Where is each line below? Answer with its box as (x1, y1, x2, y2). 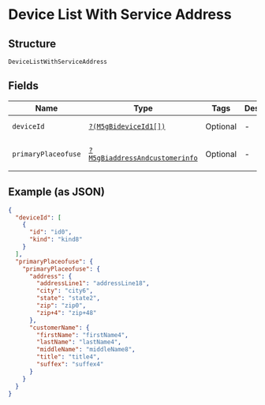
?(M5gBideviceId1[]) (88, 122, 166, 131)
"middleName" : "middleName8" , (36, 346, 136, 354)
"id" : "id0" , (28, 228, 73, 236)
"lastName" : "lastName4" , (36, 338, 122, 347)
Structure (8, 37, 57, 51)
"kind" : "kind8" (28, 235, 83, 244)
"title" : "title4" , (36, 353, 101, 361)
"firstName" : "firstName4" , (36, 331, 129, 339)
